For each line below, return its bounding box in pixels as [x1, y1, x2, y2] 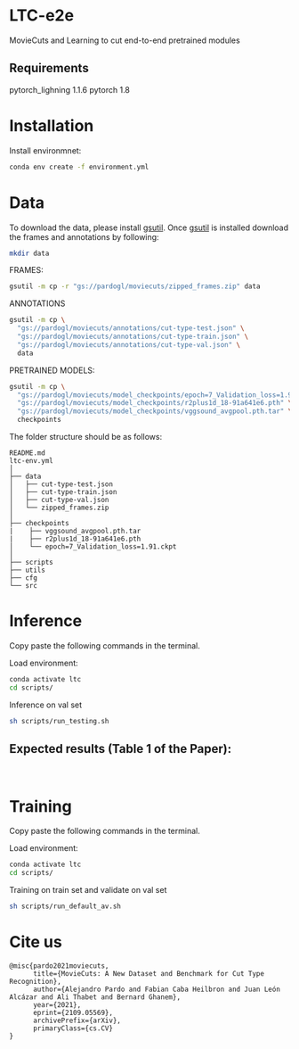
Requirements [9, 61, 89, 76]
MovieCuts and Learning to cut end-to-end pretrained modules [9, 35, 240, 45]
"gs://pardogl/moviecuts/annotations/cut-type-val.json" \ [17, 340, 241, 349]
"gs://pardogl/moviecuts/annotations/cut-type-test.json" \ [17, 324, 245, 333]
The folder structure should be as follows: [9, 432, 163, 442]
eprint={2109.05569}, [32, 1008, 114, 1017]
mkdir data [9, 249, 50, 258]
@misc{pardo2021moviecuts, [9, 961, 109, 971]
